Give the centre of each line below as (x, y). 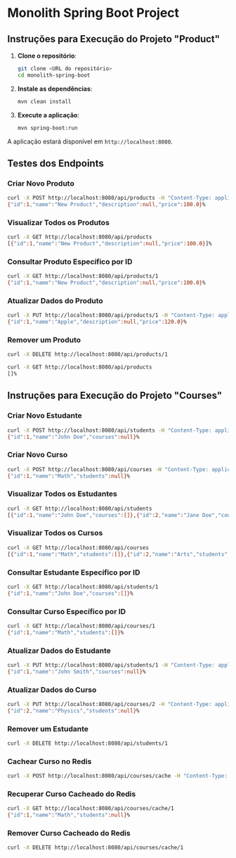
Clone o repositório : (47, 56)
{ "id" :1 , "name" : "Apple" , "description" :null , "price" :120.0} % (97, 322)
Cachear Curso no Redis (50, 761)
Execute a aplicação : (48, 115)
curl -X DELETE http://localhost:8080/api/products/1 (88, 354)
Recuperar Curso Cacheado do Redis (72, 794)
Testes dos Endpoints (55, 163)
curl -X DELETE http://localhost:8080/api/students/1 (88, 743)
